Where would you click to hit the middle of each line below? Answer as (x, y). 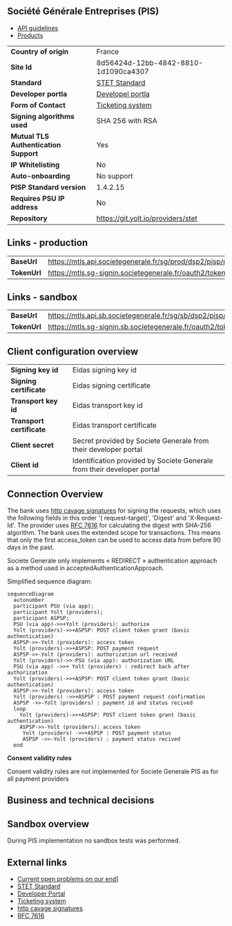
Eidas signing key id (104, 370)
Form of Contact (38, 105)
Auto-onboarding (40, 176)
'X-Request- (205, 518)
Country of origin (40, 51)
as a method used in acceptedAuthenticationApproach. (86, 568)
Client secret (32, 445)
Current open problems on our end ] (68, 879)
